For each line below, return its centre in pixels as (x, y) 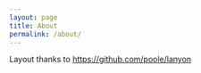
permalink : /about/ (46, 34)
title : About (33, 26)
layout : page (33, 17)
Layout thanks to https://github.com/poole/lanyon (100, 60)
